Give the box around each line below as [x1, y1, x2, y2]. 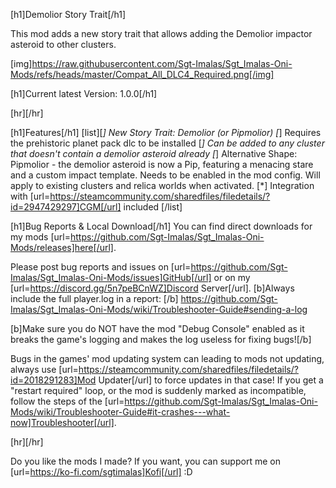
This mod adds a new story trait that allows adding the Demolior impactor [10, 28, 313, 39]
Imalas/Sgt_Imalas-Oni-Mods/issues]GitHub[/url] [10, 272, 212, 283]
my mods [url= [10, 231, 71, 243]
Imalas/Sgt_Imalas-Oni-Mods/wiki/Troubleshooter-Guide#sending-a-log [10, 304, 308, 315]
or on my [213, 272, 251, 283]
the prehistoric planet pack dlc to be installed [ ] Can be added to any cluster [10, 137, 325, 149]
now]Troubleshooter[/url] [10, 417, 115, 428]
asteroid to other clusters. [10, 39, 117, 50]
